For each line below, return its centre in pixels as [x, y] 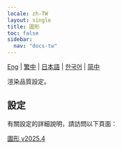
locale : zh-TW [28, 14]
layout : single [29, 20]
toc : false [23, 33]
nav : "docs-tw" [36, 46]
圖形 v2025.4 [26, 138]
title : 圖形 [23, 26]
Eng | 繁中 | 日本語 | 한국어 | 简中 [54, 66]
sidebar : [20, 40]
